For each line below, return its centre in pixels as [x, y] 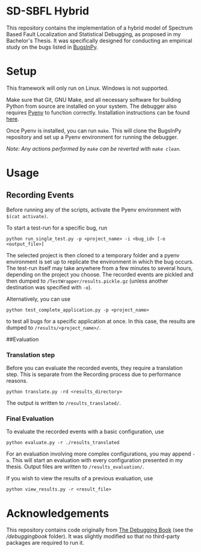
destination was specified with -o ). [49, 287]
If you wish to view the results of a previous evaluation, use [80, 478]
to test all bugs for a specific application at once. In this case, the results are [101, 321]
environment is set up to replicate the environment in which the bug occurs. [100, 262]
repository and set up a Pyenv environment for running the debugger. [92, 137]
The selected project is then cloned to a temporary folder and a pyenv [93, 255]
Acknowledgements [58, 513]
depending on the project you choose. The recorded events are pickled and [100, 274]
